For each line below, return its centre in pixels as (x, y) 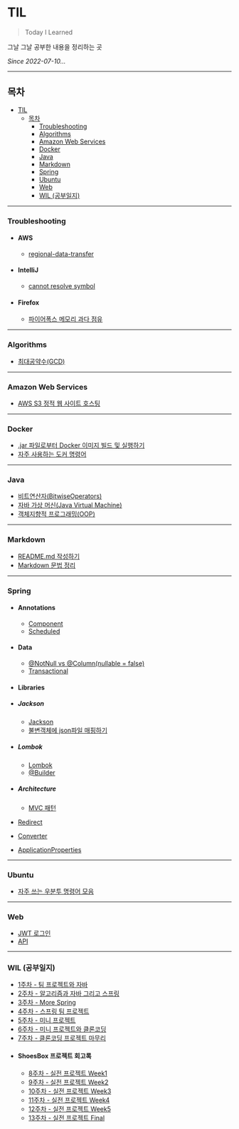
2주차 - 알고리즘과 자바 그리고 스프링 (68, 993)
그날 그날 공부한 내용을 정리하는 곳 (55, 46)
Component (46, 623)
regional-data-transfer (61, 253)
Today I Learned (49, 32)
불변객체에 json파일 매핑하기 (68, 730)
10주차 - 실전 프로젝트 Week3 (70, 1091)
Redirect (30, 822)
